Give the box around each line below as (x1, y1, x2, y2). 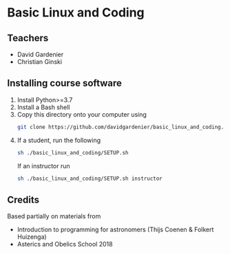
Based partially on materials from (7, 212, 101, 220)
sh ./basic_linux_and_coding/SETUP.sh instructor (17, 175, 163, 182)
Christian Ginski (17, 58, 63, 66)
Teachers (7, 32, 49, 44)
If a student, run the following (17, 136, 101, 144)
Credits (7, 194, 40, 205)
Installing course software (7, 78, 123, 89)
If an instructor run (17, 161, 70, 170)
